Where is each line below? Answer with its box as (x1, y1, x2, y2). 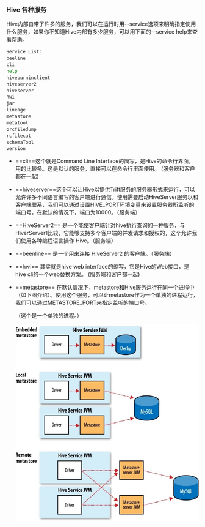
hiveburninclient (6, 75, 51, 81)
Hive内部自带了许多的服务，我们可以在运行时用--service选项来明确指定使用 (6, 20, 196, 28)
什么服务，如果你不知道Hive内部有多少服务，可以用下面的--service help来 (6, 28, 193, 36)
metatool (6, 119, 29, 126)
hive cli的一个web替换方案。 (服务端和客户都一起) (15, 271, 140, 278)
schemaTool (6, 139, 34, 145)
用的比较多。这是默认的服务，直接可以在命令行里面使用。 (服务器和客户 (15, 165, 195, 173)
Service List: (6, 49, 43, 55)
